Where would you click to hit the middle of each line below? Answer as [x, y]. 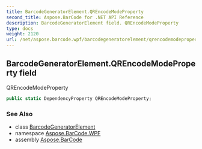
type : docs [20, 28]
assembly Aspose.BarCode [48, 139]
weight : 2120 [23, 34]
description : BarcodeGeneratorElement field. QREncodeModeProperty [93, 23]
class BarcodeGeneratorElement [55, 127]
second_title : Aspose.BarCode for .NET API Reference [75, 17]
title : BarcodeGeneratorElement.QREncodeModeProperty [75, 12]
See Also [20, 114]
